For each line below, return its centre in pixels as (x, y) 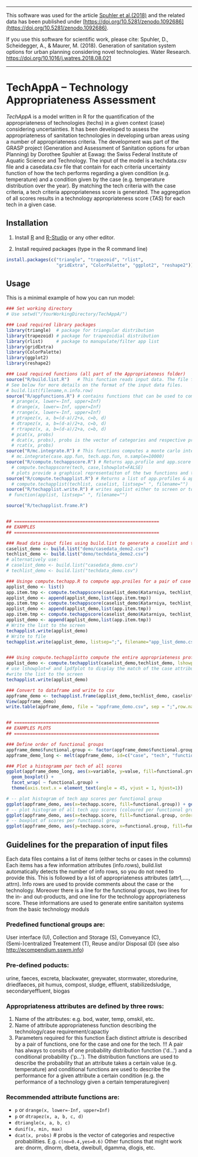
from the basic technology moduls (48, 909)
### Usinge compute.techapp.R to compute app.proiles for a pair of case (99, 581)
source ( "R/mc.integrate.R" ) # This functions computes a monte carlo (93, 451)
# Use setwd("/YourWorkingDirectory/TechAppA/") (67, 314)
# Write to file (26, 636)
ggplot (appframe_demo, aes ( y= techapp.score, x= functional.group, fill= (96, 826)
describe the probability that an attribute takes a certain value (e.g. (95, 1063)
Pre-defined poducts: (38, 965)
